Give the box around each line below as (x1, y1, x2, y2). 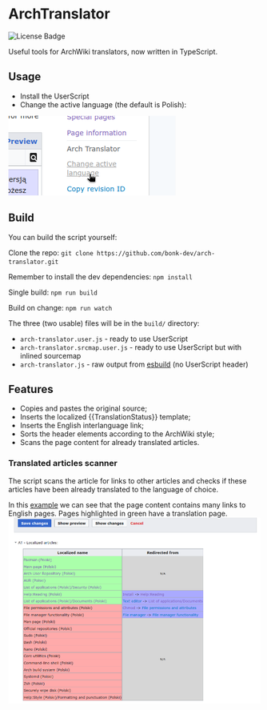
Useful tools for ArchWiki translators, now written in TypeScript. (8, 46, 218, 56)
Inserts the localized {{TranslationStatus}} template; (19, 412, 191, 422)
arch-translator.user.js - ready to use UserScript (19, 334, 189, 343)
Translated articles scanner (8, 458, 118, 469)
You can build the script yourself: (8, 232, 118, 242)
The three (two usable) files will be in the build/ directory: (8, 318, 200, 328)
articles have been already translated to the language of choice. (8, 484, 219, 494)
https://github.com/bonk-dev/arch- (97, 249, 216, 257)
